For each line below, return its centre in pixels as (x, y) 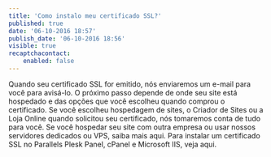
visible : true (33, 46)
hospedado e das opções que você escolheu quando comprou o (117, 101)
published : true (36, 23)
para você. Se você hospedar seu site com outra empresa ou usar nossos (132, 127)
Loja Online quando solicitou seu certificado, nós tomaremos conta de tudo (135, 118)
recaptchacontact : (39, 53)
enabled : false (49, 62)
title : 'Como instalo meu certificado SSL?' (85, 16)
